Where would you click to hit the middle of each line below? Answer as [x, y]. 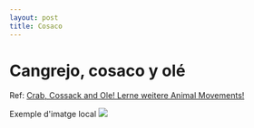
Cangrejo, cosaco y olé [98, 71]
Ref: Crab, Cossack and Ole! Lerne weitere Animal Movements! [127, 96]
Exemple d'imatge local [53, 114]
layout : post [34, 18]
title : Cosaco [36, 26]
